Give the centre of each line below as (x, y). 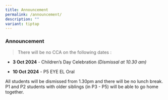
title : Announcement (27, 10)
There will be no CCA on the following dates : (65, 52)
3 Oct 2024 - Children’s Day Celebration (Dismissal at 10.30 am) (79, 62)
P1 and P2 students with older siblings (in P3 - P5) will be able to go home (82, 86)
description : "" (22, 19)
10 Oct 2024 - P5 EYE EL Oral (43, 71)
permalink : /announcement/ (34, 14)
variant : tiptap (22, 24)
